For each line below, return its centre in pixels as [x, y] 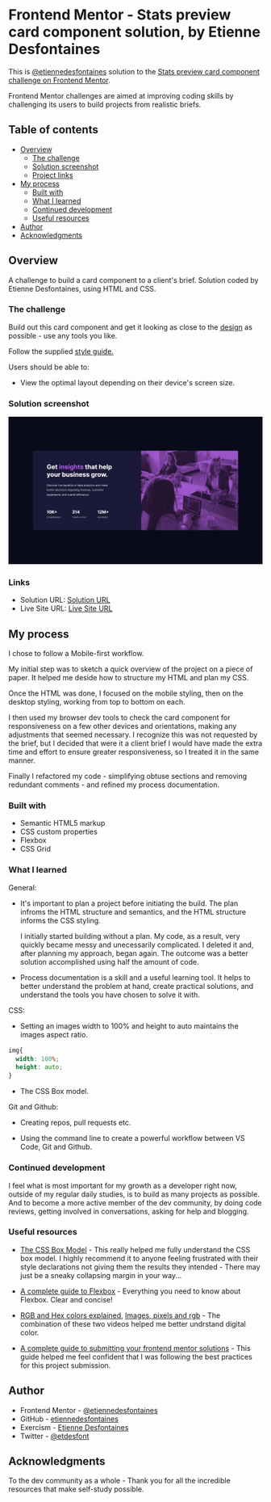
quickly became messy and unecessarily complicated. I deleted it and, [137, 945]
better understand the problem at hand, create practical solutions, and [137, 986]
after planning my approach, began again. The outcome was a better [134, 953]
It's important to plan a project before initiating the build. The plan [129, 903]
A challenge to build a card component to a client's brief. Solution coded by [133, 280]
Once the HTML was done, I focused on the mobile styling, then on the [126, 693]
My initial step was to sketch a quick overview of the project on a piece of [131, 669]
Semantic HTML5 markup [63, 823]
